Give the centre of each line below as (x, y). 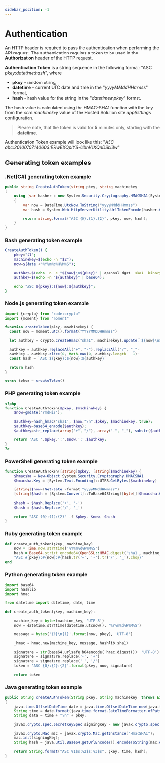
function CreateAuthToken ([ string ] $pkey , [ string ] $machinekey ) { (73, 471)
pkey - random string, (34, 82)
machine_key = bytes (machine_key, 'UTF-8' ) (59, 621)
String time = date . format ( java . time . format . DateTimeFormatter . (81, 711)
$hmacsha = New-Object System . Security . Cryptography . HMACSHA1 (79, 476)
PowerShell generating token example (52, 461)
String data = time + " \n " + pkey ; (50, 716)
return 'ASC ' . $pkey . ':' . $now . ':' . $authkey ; (60, 439)
